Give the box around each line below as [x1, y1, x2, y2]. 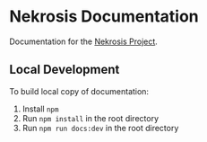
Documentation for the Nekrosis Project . [9, 36, 159, 47]
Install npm [22, 103, 59, 114]
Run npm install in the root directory [22, 112, 160, 123]
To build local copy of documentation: [9, 85, 150, 96]
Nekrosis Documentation [9, 6, 199, 27]
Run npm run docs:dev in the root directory [22, 122, 179, 133]
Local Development [9, 62, 120, 77]
